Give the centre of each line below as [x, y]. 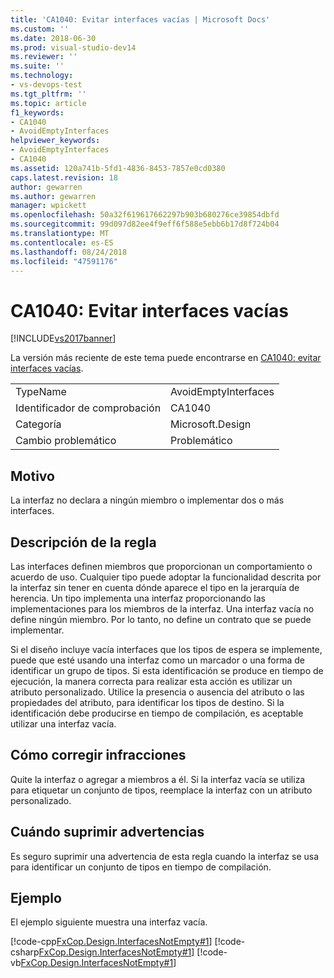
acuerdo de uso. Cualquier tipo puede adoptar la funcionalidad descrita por [166, 577]
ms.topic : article [48, 103]
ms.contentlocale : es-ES [62, 242]
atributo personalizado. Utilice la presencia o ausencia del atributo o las [157, 692]
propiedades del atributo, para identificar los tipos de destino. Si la [147, 702]
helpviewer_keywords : [55, 141]
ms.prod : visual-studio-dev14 [73, 47]
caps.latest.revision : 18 [64, 177]
